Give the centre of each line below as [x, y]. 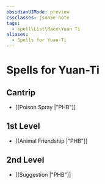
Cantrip [21, 93]
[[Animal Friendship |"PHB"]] [51, 141]
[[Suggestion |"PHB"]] [43, 174]
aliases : [17, 35]
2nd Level [25, 160]
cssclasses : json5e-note [38, 18]
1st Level [23, 126]
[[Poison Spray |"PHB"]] [45, 107]
